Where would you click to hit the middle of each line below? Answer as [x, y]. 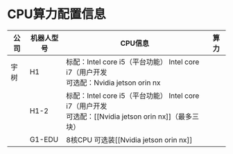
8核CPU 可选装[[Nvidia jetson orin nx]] [129, 139]
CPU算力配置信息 [57, 14]
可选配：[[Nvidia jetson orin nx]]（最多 [129, 117]
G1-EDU [44, 139]
